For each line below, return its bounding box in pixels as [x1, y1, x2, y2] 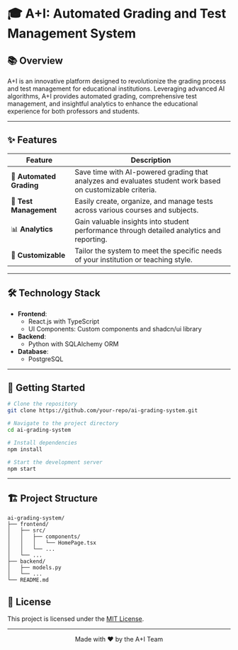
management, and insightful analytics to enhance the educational [7, 100, 198, 108]
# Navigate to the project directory [7, 420, 119, 427]
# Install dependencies [7, 439, 78, 446]
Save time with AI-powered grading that [74, 167, 208, 177]
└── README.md [7, 576, 50, 584]
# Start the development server [7, 458, 103, 466]
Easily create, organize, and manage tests [74, 196, 214, 206]
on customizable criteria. [74, 185, 157, 195]
